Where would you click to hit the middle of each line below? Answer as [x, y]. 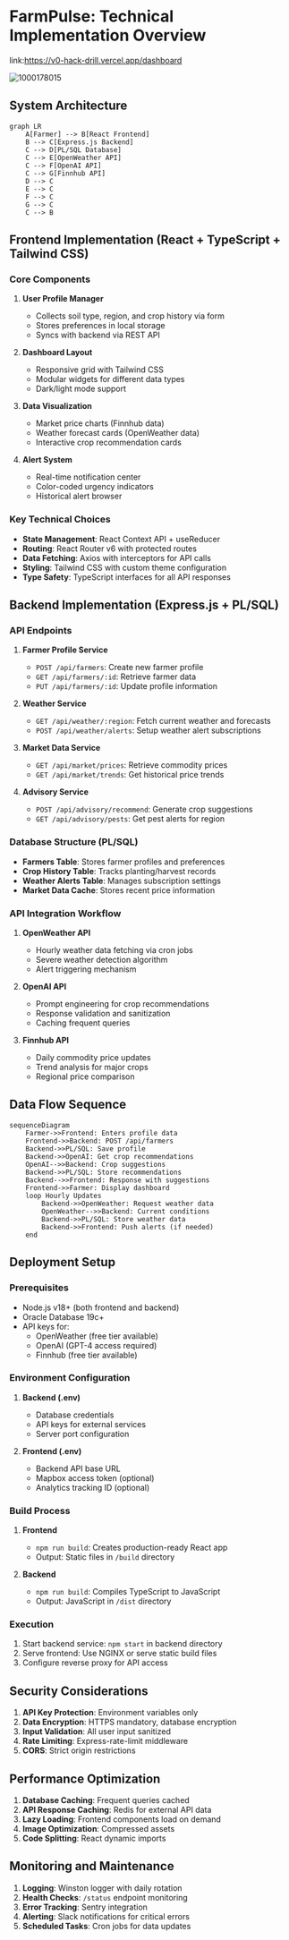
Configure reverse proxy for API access [95, 1663]
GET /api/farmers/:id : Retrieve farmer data [116, 676]
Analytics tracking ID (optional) [93, 1487]
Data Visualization [57, 406]
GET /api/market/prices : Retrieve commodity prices [132, 765]
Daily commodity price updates [93, 1058]
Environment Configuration [70, 1378]
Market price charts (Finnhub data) [100, 423]
